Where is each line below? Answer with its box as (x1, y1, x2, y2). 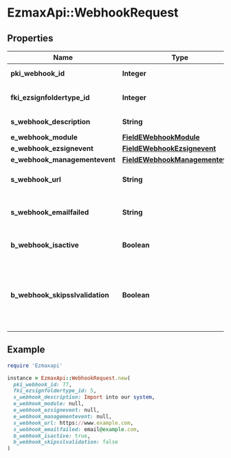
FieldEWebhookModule (122, 132, 200, 142)
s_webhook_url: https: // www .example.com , (13, 419, 134, 426)
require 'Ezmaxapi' (7, 362, 63, 369)
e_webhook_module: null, (13, 400, 85, 408)
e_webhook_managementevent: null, (13, 412, 112, 420)
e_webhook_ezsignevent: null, (13, 407, 100, 414)
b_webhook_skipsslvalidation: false (13, 439, 118, 446)
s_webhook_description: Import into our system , (13, 394, 155, 401)
